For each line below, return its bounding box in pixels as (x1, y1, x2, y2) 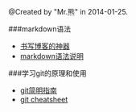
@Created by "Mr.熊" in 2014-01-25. (8, 7, 129, 16)
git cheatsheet (19, 95, 68, 104)
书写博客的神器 (19, 41, 70, 51)
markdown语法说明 (19, 52, 84, 60)
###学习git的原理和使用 (8, 68, 87, 78)
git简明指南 (19, 85, 58, 95)
